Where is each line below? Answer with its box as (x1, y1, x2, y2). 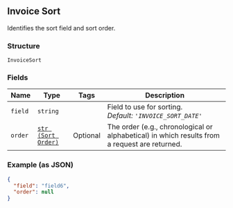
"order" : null (13, 189, 54, 196)
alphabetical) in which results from (107, 131, 220, 140)
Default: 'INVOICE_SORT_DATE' (107, 111, 202, 120)
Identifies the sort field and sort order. (7, 23, 116, 32)
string (37, 107, 59, 115)
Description (145, 91, 185, 100)
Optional (72, 131, 101, 140)
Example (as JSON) (7, 160, 74, 170)
